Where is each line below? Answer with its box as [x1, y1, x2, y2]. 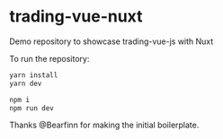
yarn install [9, 70, 58, 80]
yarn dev [9, 79, 42, 88]
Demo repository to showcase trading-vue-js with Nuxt [9, 36, 214, 47]
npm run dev [9, 103, 54, 113]
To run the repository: [9, 53, 90, 64]
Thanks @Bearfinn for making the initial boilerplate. [9, 119, 200, 131]
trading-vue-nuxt [9, 6, 143, 27]
